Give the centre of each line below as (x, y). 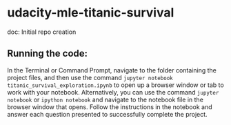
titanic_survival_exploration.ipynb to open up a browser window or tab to (115, 85)
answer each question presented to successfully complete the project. (108, 114)
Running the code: (48, 54)
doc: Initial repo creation (42, 32)
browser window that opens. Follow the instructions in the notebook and (110, 107)
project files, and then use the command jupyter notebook (90, 77)
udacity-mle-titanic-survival (91, 13)
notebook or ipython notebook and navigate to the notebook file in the (105, 99)
